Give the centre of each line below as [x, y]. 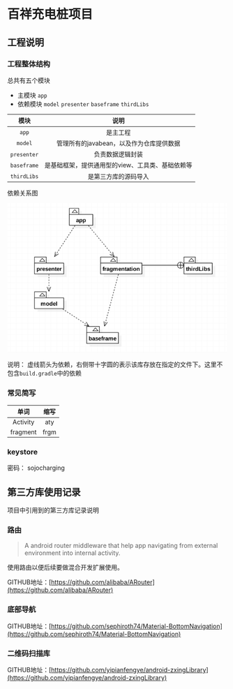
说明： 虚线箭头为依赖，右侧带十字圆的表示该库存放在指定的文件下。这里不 [115, 364]
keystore [23, 452]
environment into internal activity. [72, 553]
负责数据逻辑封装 [118, 154]
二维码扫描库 [29, 653]
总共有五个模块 [29, 80]
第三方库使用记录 [44, 492]
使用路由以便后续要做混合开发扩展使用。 [65, 568]
